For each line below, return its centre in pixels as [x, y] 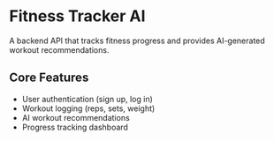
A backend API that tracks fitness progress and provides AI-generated [137, 41]
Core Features [49, 78]
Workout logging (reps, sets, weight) [88, 108]
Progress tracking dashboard [75, 127]
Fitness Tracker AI [77, 16]
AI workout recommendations [76, 117]
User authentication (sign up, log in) [87, 99]
